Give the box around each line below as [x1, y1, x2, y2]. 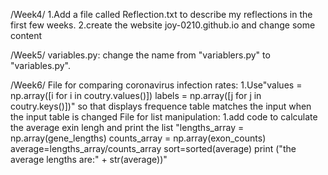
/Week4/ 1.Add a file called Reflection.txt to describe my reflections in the [10, 9, 313, 20]
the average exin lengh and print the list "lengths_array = [10, 122, 245, 133]
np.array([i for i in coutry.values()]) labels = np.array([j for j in [10, 90, 262, 101]
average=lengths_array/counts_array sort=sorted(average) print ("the [10, 143, 297, 154]
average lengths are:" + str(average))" [10, 154, 168, 165]
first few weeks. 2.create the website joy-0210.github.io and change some [10, 19, 316, 31]
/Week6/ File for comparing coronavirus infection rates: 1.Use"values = [10, 79, 303, 91]
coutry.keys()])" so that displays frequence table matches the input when [10, 100, 312, 112]
